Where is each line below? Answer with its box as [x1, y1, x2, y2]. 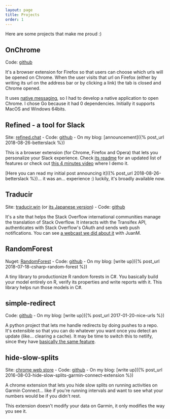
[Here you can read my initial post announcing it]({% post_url [5, 170, 133, 176]
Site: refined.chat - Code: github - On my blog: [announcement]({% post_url [5, 134, 164, 140]
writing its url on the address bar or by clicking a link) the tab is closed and [5, 80, 161, 86]
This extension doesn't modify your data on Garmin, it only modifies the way [5, 403, 165, 409]
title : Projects [5, 12, 40, 17]
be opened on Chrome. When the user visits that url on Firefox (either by [5, 74, 157, 80]
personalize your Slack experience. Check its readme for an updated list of [5, 155, 161, 161]
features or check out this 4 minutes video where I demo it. [5, 160, 129, 166]
